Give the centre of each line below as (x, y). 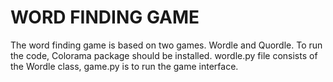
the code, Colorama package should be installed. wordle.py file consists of (164, 55)
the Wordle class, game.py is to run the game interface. (124, 66)
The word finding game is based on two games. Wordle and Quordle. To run (166, 45)
